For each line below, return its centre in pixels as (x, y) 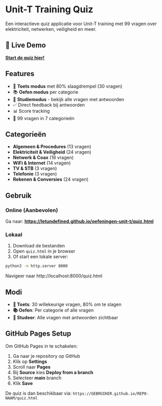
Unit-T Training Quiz (49, 9)
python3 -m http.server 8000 (37, 266)
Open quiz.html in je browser (44, 251)
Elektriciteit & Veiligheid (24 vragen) (52, 152)
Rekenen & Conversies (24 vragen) (51, 179)
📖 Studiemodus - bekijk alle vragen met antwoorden (68, 99)
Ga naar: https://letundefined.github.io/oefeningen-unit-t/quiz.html (79, 221)
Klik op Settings (30, 361)
